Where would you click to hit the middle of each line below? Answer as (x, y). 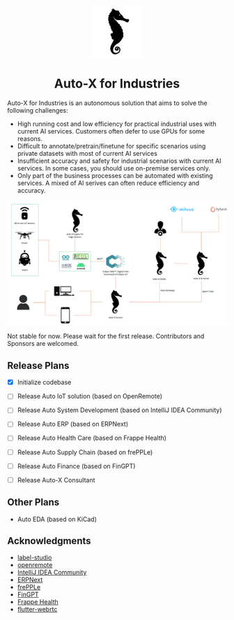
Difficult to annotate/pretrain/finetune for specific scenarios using (111, 146)
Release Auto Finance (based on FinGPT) (76, 466)
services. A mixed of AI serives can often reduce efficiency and (108, 183)
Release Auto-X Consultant (56, 480)
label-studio (34, 557)
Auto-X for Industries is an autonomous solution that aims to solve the (107, 103)
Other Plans (33, 502)
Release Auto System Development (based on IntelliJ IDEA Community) (119, 410)
